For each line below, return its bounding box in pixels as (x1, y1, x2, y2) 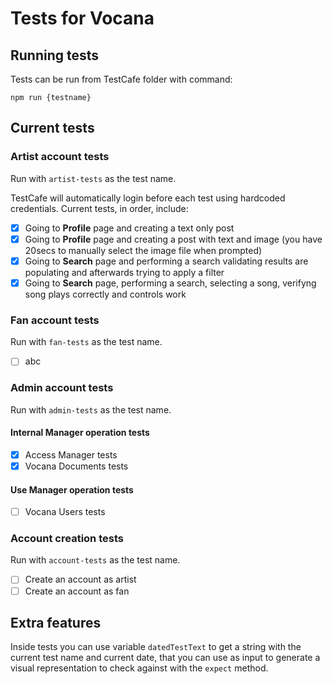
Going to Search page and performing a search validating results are (24, 255, 309, 267)
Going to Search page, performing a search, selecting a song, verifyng (24, 277, 317, 289)
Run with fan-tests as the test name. (10, 336, 163, 348)
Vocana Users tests (24, 506, 106, 518)
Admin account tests (10, 381, 114, 395)
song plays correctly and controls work (24, 288, 187, 300)
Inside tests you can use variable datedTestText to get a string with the (10, 641, 302, 653)
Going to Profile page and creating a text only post (24, 222, 235, 234)
